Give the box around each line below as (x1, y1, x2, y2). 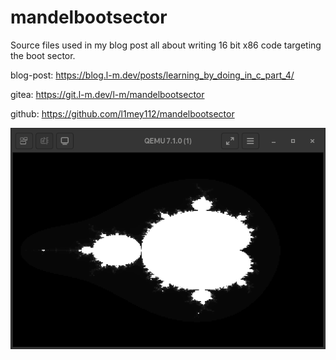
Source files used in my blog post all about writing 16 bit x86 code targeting (10, 39, 322, 51)
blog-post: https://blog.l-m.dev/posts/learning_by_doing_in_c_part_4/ (10, 69, 295, 81)
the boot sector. (10, 49, 76, 61)
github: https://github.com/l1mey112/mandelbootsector (10, 107, 235, 120)
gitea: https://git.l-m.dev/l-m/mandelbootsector (10, 88, 205, 100)
